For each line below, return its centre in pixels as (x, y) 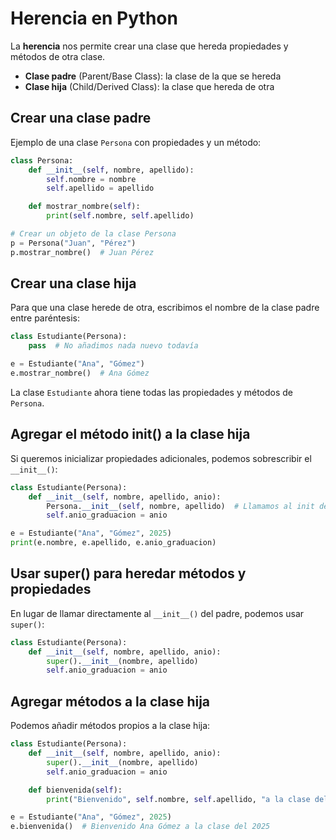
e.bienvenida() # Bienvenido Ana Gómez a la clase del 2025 (140, 827)
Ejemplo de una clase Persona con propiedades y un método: (136, 142)
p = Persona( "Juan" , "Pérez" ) (73, 243)
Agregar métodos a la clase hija (110, 701)
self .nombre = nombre (91, 179)
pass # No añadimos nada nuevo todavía (113, 346)
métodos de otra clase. (58, 56)
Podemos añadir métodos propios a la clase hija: (110, 726)
